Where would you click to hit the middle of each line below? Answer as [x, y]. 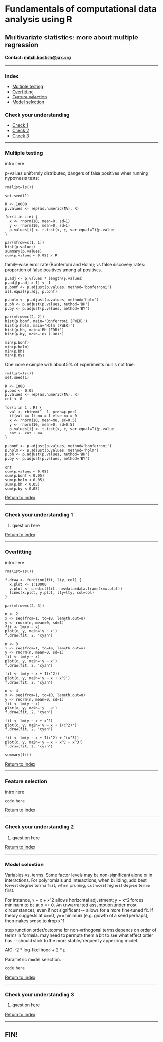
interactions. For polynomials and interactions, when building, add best [76, 880]
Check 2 [20, 131]
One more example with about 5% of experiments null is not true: [70, 364]
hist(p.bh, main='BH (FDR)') [34, 330]
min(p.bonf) [17, 342]
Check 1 [20, 125]
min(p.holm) [17, 347]
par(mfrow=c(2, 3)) [25, 606]
